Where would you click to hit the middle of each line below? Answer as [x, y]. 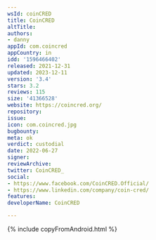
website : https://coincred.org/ [54, 105]
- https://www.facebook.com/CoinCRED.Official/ [78, 183]
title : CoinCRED [31, 20]
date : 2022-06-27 [33, 151]
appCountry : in [30, 53]
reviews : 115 [26, 92]
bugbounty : [23, 131]
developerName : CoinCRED [44, 203]
